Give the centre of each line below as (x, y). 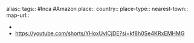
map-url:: (18, 15)
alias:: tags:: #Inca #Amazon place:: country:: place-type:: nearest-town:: (97, 9)
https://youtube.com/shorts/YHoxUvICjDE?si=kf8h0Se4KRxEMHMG (100, 33)
